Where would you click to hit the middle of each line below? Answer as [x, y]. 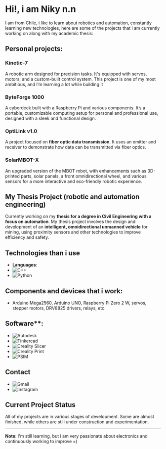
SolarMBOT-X [22, 160]
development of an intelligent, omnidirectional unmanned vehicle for [77, 227]
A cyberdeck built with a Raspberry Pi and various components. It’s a [75, 108]
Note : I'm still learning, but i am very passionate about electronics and [76, 436]
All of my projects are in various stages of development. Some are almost [80, 417]
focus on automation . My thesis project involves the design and [70, 222]
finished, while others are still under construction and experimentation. [77, 422]
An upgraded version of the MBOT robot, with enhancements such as [76, 171]
